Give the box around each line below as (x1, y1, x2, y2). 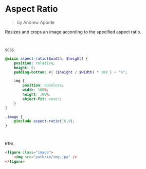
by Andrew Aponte (17, 19, 55, 25)
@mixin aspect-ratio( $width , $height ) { (5, 56, 89, 61)
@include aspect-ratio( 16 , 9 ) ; (14, 119, 75, 124)
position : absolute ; (22, 83, 64, 88)
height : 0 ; (14, 65, 36, 70)
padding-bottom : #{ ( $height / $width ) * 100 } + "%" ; (14, 69, 128, 75)
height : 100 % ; (22, 92, 51, 97)
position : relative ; (14, 61, 55, 66)
